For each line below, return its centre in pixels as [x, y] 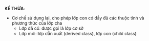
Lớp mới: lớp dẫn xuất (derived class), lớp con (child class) [78, 33]
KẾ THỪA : [15, 9]
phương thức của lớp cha [37, 23]
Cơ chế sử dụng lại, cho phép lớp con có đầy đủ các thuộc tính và [78, 18]
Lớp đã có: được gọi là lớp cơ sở [51, 28]
